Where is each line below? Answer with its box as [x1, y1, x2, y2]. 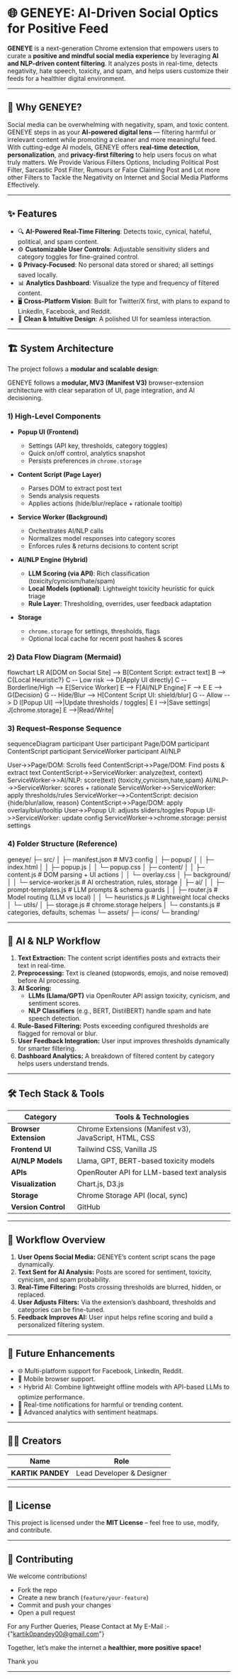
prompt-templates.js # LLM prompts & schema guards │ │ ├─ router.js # [7, 885, 218, 893]
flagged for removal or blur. [17, 1029, 98, 1037]
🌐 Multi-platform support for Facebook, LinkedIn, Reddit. [17, 1366, 184, 1375]
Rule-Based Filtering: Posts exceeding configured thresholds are [17, 1022, 209, 1030]
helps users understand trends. [17, 1059, 110, 1068]
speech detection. [28, 1014, 81, 1023]
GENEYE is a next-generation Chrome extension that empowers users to [7, 44, 219, 53]
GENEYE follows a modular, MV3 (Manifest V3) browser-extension [7, 378, 204, 387]
